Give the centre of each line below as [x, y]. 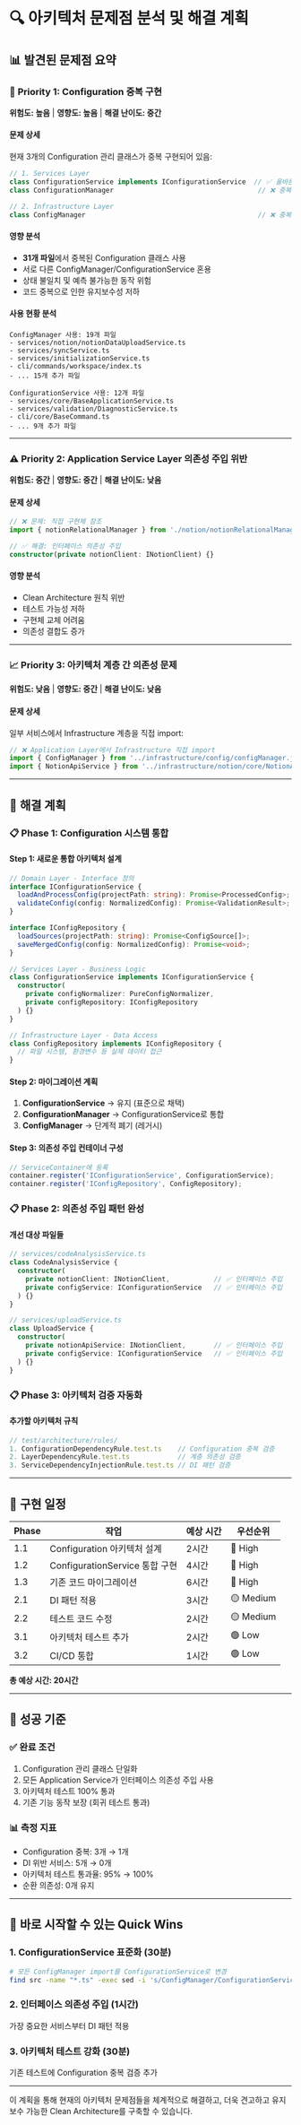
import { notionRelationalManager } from [88, 530]
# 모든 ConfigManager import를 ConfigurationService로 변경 [118, 1972]
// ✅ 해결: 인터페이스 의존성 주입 [65, 546]
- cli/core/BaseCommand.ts [60, 416]
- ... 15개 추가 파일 [45, 376]
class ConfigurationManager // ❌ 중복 [150, 190]
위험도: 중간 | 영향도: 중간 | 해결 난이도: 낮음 [86, 480]
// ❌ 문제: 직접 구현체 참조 [56, 522]
